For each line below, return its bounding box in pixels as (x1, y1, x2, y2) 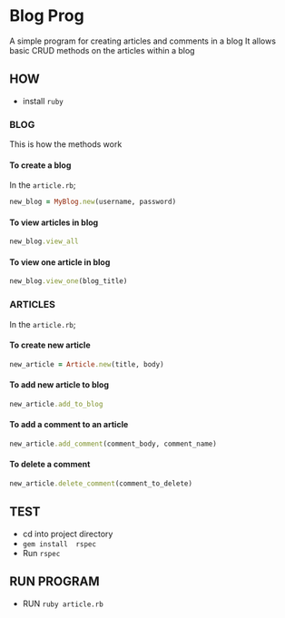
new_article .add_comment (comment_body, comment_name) (9, 439, 218, 448)
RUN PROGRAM (9, 574, 100, 590)
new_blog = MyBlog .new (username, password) (9, 197, 177, 207)
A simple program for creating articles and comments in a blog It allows (9, 35, 277, 46)
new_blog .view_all (9, 237, 79, 246)
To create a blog (9, 160, 72, 171)
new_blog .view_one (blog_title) (9, 277, 128, 286)
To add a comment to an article (9, 419, 129, 430)
